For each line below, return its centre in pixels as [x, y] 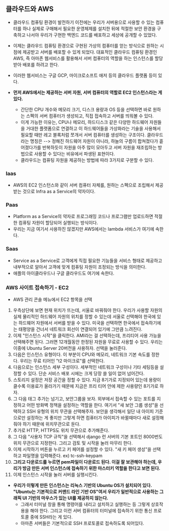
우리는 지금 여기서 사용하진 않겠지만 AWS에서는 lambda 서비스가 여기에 [83, 229]
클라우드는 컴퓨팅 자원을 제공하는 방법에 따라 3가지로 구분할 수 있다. [87, 160]
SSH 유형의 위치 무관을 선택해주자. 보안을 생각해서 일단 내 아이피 [90, 411]
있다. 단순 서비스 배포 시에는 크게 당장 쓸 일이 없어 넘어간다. [86, 373]
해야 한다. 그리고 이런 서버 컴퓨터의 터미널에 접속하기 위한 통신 [91, 511]
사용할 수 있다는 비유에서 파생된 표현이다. [74, 154]
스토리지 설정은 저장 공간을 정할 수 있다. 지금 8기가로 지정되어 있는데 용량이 [87, 380]
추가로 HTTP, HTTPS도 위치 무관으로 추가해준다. [61, 430]
